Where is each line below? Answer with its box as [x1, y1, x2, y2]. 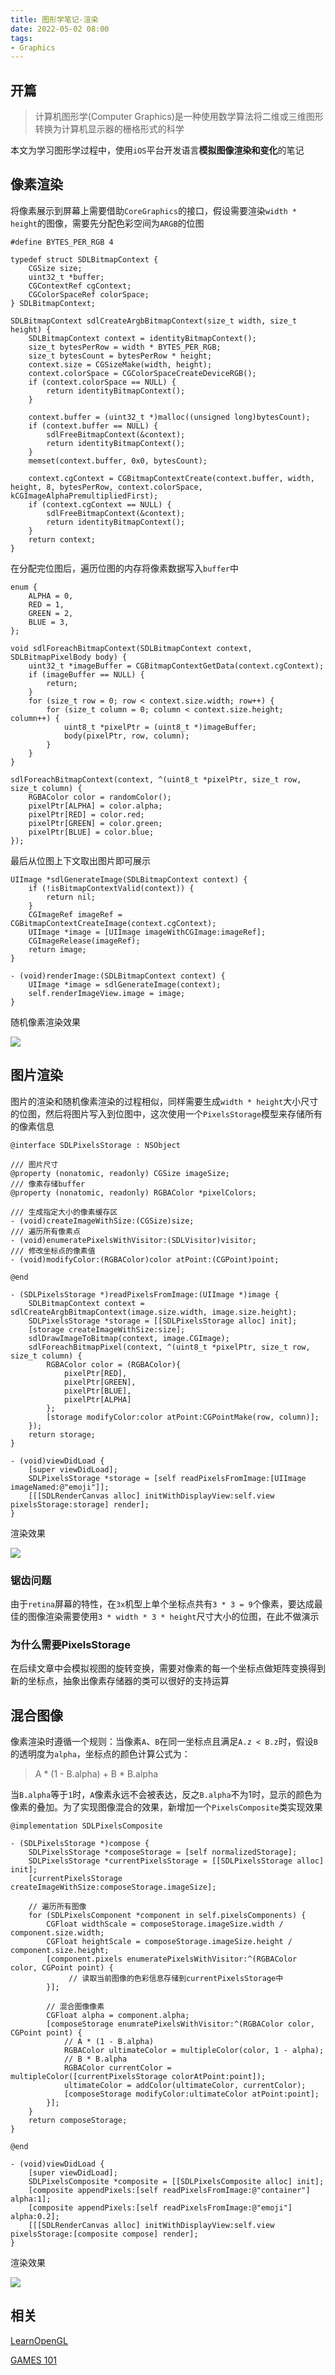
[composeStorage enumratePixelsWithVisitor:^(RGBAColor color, [46, 2019, 315, 2030]
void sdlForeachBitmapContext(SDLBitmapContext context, [10, 643, 253, 653]
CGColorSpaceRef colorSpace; [28, 289, 150, 300]
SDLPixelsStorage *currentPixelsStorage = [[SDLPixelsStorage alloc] [28, 1856, 325, 1866]
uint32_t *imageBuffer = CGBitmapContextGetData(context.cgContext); [28, 661, 325, 671]
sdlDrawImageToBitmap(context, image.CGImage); [28, 1333, 230, 1343]
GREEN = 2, [28, 608, 74, 618]
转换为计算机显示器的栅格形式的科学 [34, 123, 185, 135]
